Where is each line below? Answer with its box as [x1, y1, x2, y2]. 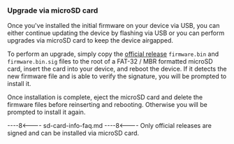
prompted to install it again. [7, 108, 86, 117]
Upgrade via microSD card [7, 6, 98, 15]
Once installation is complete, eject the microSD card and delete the [7, 93, 203, 101]
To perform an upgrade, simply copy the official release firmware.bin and [7, 50, 219, 58]
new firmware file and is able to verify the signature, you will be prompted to [7, 72, 227, 80]
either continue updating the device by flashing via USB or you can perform [7, 29, 225, 37]
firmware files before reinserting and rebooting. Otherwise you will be [7, 101, 207, 109]
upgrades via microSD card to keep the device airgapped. [7, 36, 173, 45]
